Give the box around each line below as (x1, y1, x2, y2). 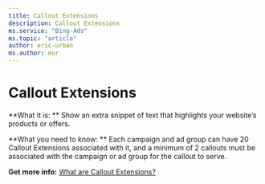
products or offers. (8, 118, 71, 129)
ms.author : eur (8, 49, 59, 57)
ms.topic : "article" (8, 34, 78, 43)
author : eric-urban (8, 42, 74, 50)
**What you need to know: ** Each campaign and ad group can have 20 (8, 134, 249, 144)
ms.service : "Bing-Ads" (8, 27, 88, 35)
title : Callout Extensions (8, 11, 99, 20)
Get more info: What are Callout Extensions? (8, 166, 157, 177)
